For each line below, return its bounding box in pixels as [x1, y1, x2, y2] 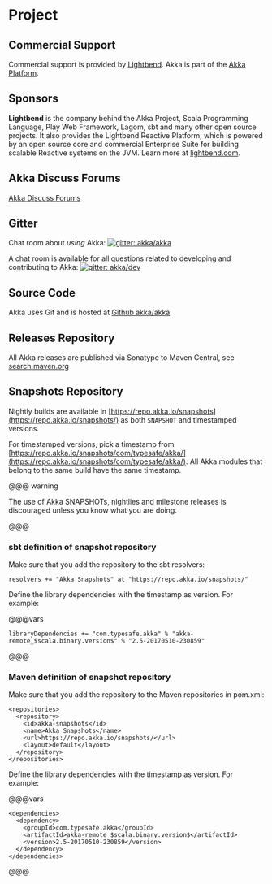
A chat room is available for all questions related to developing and [8, 253, 231, 263]
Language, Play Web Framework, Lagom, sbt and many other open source [8, 122, 257, 132]
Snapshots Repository [8, 384, 123, 399]
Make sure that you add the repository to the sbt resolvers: [8, 560, 205, 570]
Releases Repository [8, 331, 115, 344]
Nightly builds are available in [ [8, 406, 111, 416]
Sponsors [8, 92, 58, 106]
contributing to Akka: [8, 262, 79, 272]
